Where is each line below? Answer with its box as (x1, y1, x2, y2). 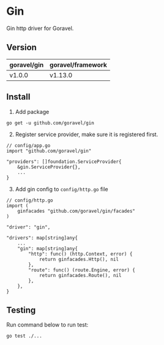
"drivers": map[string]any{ (6, 235, 78, 241)
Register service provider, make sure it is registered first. (15, 131, 158, 138)
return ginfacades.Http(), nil (39, 256, 119, 262)
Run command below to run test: (6, 321, 89, 328)
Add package (15, 108, 50, 115)
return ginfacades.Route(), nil (39, 272, 122, 278)
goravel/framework (50, 60, 107, 69)
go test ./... (6, 333, 43, 339)
